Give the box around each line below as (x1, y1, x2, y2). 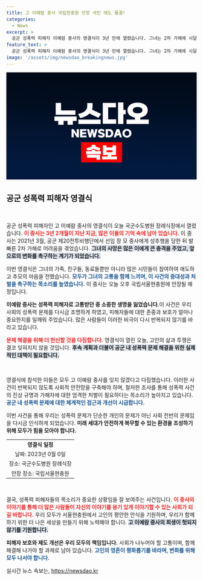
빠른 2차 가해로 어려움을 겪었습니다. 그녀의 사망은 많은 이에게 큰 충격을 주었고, (6, 245, 188, 252)
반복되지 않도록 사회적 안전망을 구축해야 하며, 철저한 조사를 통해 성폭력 (17, 384, 184, 391)
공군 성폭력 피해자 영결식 (6, 193, 92, 203)
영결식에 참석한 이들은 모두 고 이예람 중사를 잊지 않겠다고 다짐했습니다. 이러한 (6, 376, 188, 384)
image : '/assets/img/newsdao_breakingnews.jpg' (6, 55, 129, 61)
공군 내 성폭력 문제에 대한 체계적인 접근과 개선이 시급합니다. (6, 399, 145, 406)
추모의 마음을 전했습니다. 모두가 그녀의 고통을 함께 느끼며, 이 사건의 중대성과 (12, 273, 190, 280)
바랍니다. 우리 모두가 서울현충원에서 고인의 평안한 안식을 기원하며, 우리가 (12, 511, 184, 518)
